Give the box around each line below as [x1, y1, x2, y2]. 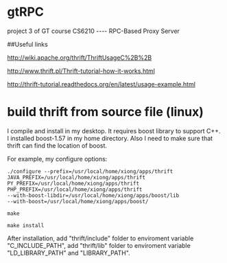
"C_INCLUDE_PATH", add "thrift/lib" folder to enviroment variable [7, 241, 191, 249]
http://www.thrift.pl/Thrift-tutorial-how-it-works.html [7, 67, 156, 75]
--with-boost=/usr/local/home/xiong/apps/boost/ [7, 198, 149, 205]
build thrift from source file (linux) [7, 104, 204, 120]
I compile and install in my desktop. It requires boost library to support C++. [7, 126, 221, 135]
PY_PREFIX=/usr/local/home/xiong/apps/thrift [7, 180, 139, 187]
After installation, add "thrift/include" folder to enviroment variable [7, 234, 194, 242]
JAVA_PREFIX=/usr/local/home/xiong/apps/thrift [7, 174, 146, 181]
